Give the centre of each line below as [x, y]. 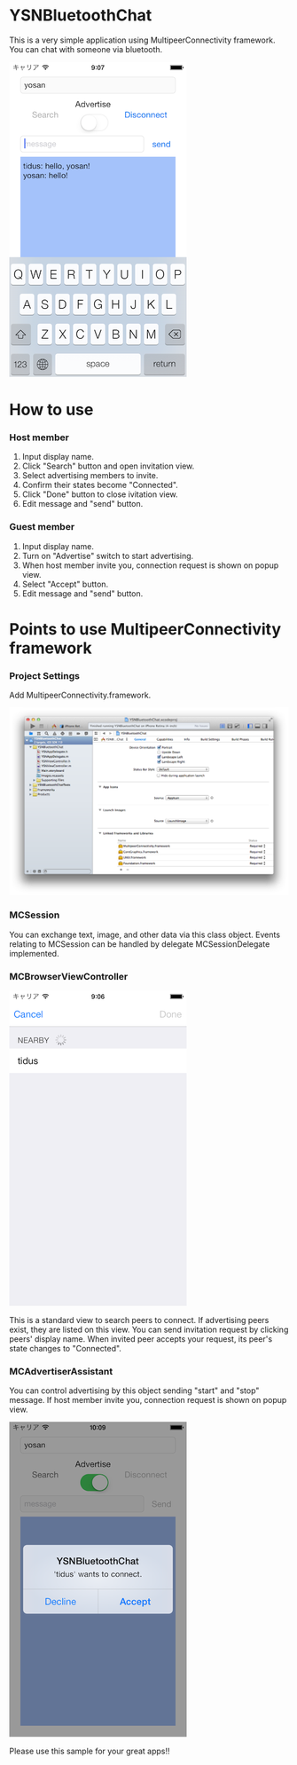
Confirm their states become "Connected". [100, 485]
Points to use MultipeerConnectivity [145, 629]
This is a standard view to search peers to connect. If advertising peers [139, 1320]
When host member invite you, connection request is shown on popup [150, 565]
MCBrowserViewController [69, 976]
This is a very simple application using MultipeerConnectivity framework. [143, 40]
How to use [51, 410]
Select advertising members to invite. [90, 476]
